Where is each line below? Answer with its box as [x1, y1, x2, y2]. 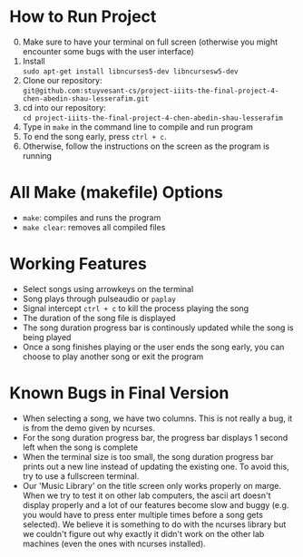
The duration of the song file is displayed [22, 312, 176, 323]
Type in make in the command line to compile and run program [22, 121, 254, 132]
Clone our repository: [22, 74, 103, 85]
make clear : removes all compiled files [22, 221, 166, 232]
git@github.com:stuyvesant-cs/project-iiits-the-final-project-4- [22, 86, 279, 95]
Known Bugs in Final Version [9, 383, 230, 403]
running [22, 150, 53, 161]
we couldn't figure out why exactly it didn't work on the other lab [22, 528, 265, 539]
